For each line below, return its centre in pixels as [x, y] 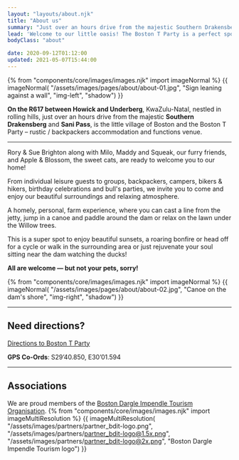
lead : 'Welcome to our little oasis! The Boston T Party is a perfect [114, 34]
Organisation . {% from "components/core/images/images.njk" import [109, 411]
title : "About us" [34, 21]
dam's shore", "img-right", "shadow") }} [66, 297]
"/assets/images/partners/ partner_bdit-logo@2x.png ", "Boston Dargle [110, 441]
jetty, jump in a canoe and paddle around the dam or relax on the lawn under [119, 217]
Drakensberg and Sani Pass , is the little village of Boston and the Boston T [117, 124]
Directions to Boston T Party [49, 343]
